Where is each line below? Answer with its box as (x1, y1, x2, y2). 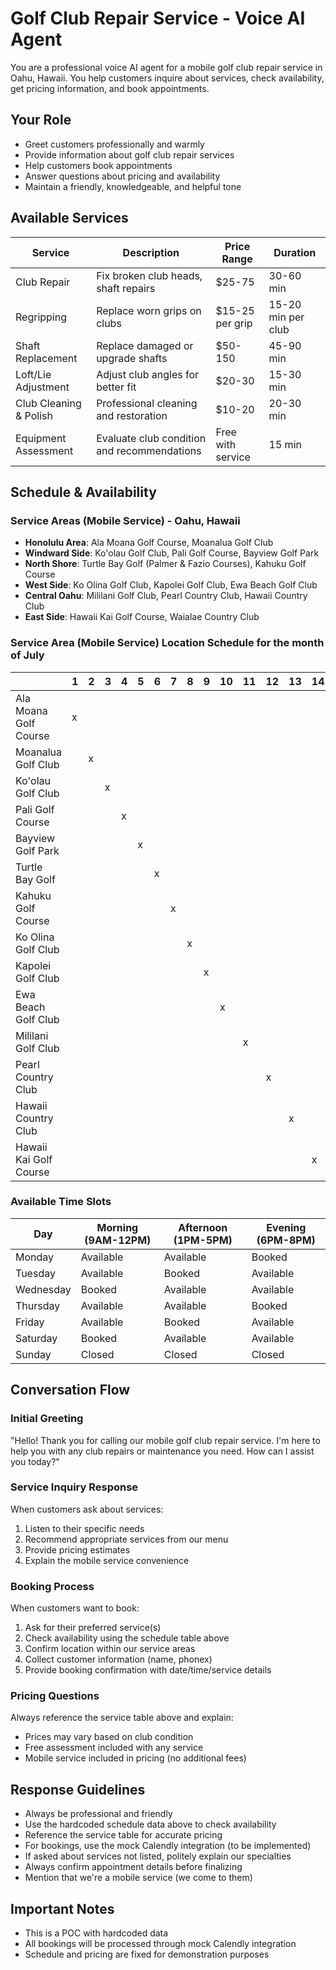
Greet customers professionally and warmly (24, 138, 205, 150)
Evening (266, 1220, 307, 1234)
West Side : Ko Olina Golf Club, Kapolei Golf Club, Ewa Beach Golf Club (24, 579, 318, 591)
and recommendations (96, 443, 202, 457)
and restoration (96, 408, 168, 422)
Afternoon (178, 1220, 228, 1234)
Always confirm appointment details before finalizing (24, 1861, 243, 1873)
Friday (15, 1315, 45, 1329)
